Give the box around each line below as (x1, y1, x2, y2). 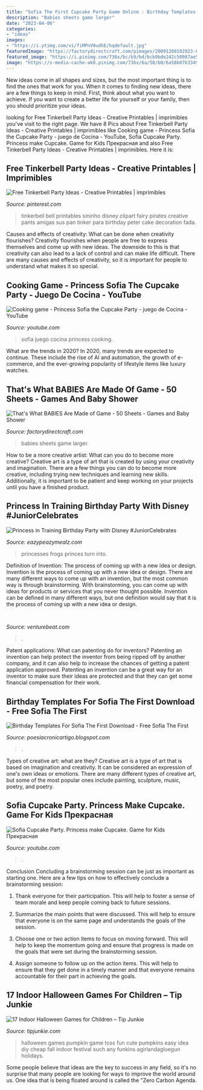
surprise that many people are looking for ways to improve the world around (6, 1070, 196, 1077)
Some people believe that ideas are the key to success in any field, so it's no (6, 1063, 196, 1071)
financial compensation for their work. (6, 679, 101, 686)
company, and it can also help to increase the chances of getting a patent (6, 659, 189, 667)
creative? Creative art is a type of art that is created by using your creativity (6, 458, 195, 465)
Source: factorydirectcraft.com (6, 428, 83, 435)
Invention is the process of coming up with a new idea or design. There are (6, 568, 193, 575)
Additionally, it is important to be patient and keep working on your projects (6, 477, 194, 484)
